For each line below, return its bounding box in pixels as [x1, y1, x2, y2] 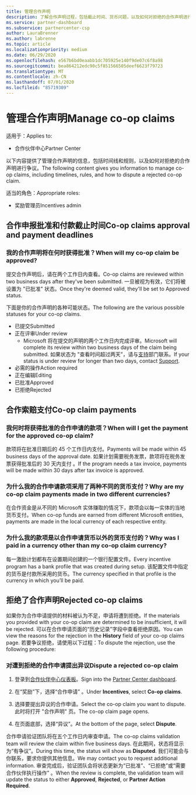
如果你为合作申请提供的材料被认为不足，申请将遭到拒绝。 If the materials [6, 612, 180, 619]
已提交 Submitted [14, 323, 55, 330]
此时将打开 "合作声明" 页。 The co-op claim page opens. [14, 708, 150, 715]
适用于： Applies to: [6, 132, 52, 139]
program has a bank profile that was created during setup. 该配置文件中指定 [6, 563, 188, 570]
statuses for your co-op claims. [6, 310, 82, 317]
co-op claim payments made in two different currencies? [6, 490, 170, 498]
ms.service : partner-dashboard [6, 19, 82, 25]
